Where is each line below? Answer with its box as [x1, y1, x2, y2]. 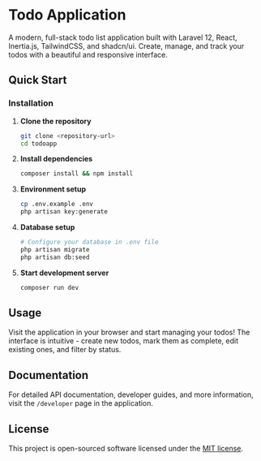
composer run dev [19, 283, 79, 291]
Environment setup [19, 184, 87, 194]
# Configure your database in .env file [19, 238, 159, 246]
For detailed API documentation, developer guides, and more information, [8, 390, 254, 399]
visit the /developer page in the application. [8, 399, 154, 408]
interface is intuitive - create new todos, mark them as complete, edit [8, 336, 239, 346]
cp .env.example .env [19, 200, 93, 209]
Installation [8, 97, 54, 109]
